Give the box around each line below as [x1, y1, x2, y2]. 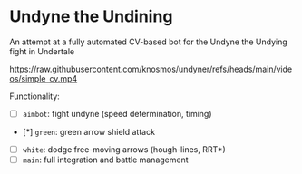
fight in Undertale [9, 45, 75, 56]
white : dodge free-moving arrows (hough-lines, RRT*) [22, 144, 227, 155]
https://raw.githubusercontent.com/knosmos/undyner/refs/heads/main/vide [9, 63, 293, 74]
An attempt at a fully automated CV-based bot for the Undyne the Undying [9, 36, 287, 47]
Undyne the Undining [9, 6, 173, 27]
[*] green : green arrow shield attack [22, 127, 156, 137]
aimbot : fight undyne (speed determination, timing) [22, 108, 212, 119]
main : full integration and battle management [22, 154, 189, 165]
